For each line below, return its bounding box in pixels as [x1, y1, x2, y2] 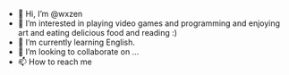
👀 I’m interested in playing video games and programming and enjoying [17, 18, 280, 29]
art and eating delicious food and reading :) [17, 28, 177, 37]
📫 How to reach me [17, 56, 92, 67]
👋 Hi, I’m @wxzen [17, 9, 83, 19]
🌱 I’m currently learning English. [17, 37, 136, 47]
